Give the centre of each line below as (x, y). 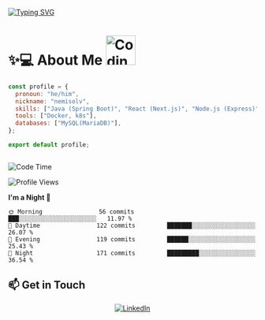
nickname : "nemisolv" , (52, 101)
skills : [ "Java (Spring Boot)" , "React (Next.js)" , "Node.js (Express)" (137, 109)
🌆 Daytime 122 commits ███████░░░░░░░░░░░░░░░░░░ (132, 225)
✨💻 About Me (56, 60)
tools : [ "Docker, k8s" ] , (56, 116)
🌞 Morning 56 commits (71, 212)
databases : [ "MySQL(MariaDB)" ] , (69, 123)
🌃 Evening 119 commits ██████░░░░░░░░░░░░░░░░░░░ (132, 239)
